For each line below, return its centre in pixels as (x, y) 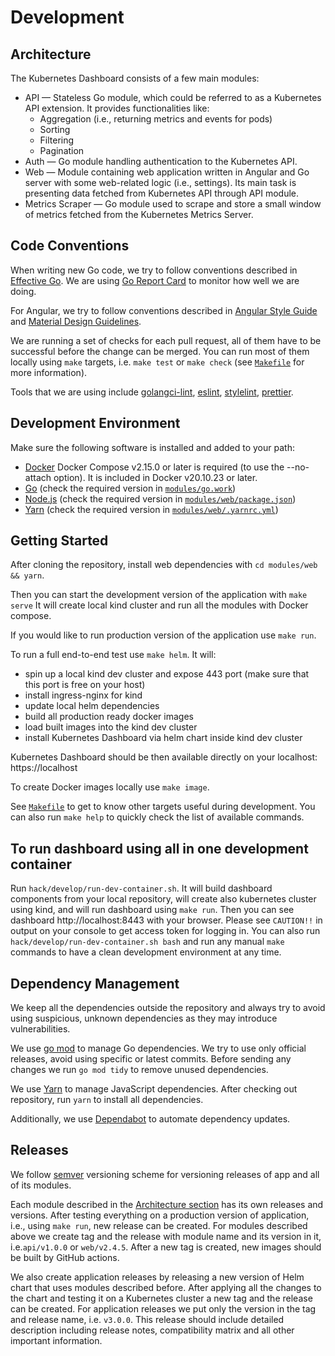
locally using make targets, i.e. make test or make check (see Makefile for (157, 362)
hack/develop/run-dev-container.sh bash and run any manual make (147, 942)
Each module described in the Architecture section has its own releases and (167, 1204)
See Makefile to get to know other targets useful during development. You (163, 807)
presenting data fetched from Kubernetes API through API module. (162, 193)
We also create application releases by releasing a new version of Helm (157, 1277)
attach (38, 477)
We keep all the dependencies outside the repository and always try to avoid (168, 1008)
